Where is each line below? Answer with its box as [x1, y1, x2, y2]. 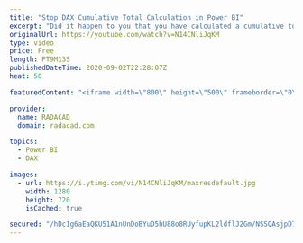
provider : [9, 104, 47, 113]
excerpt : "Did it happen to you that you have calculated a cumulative [9, 22, 284, 31]
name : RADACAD [17, 112, 70, 121]
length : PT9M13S [9, 55, 70, 64]
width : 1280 [25, 186, 70, 196]
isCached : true [25, 203, 83, 212]
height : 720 [25, 195, 70, 204]
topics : [9, 137, 39, 147]
